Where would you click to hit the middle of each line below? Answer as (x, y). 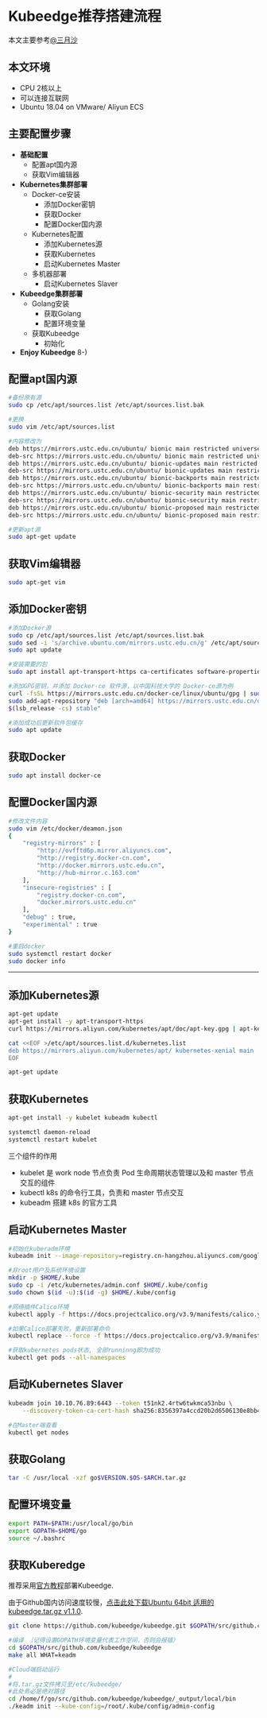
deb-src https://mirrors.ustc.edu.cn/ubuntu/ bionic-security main (122, 500)
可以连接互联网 (44, 98)
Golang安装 (50, 304)
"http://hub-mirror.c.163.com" (89, 873)
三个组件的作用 (33, 1155)
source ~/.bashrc (37, 1538)
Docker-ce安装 (56, 194)
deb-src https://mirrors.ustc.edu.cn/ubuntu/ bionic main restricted (126, 456)
